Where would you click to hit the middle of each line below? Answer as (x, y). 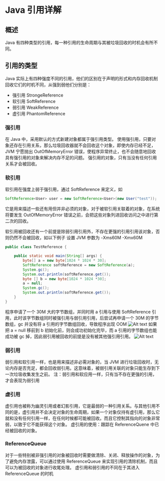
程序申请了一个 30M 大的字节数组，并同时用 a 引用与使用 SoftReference (78, 312)
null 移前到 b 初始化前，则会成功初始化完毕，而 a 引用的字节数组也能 (87, 330)
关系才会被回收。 (22, 164)
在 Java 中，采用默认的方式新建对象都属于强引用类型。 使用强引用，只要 (79, 139)
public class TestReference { (36, 247)
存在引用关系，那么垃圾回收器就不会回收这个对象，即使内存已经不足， (84, 145)
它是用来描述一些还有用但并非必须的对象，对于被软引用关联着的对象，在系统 (82, 209)
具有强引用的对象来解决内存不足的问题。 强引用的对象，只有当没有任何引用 (81, 158)
